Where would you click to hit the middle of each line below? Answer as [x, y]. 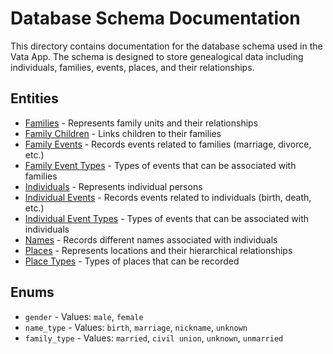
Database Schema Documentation [155, 18]
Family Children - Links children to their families [123, 133]
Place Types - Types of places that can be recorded [132, 261]
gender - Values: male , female [84, 316]
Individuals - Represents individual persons [113, 186]
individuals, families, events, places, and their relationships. [132, 67]
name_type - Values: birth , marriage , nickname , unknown [136, 327]
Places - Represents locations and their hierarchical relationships [158, 250]
